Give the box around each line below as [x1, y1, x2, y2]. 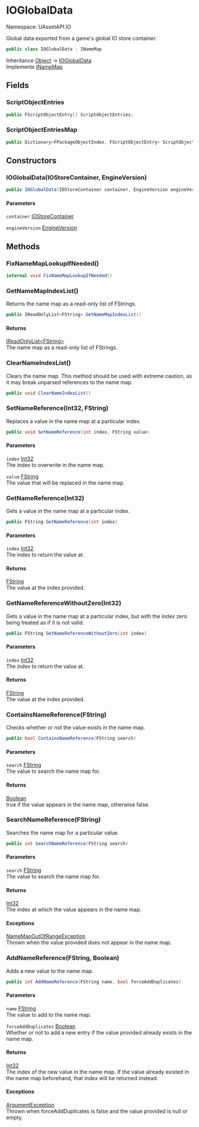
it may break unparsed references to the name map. [6, 378, 133, 386]
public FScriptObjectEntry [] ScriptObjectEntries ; [6, 112, 134, 117]
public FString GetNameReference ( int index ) [6, 519, 118, 525]
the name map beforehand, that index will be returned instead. [6, 1074, 159, 1081]
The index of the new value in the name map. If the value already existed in [6, 1068, 190, 1075]
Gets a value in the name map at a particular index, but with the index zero [6, 612, 188, 620]
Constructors [6, 155, 57, 165]
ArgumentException [6, 1101, 54, 1109]
